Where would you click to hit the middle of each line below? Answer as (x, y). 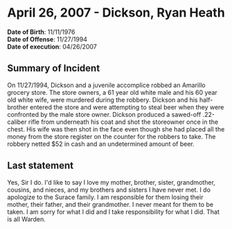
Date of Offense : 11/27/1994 (47, 39)
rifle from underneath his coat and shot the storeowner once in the (123, 122)
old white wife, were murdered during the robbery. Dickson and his (102, 100)
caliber (17, 122)
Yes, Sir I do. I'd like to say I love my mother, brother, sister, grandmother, (111, 182)
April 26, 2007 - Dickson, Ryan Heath (116, 13)
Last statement (41, 166)
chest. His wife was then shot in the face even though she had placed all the (116, 129)
